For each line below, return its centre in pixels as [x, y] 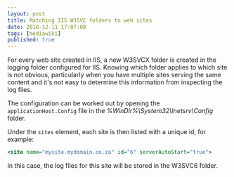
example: [20, 139]
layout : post [26, 14]
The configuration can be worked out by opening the [84, 103]
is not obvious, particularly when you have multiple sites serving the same [114, 75]
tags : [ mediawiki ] [34, 33]
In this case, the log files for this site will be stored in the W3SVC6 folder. [112, 165]
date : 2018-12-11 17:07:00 [47, 27]
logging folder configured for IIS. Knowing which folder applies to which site [117, 67]
